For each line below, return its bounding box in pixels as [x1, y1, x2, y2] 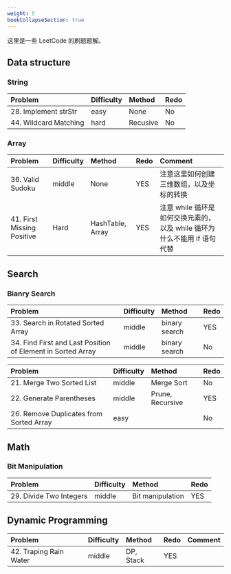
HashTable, [90, 218, 127, 228]
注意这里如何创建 [159, 170, 215, 179]
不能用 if [173, 234, 201, 243]
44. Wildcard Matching [10, 118, 85, 127]
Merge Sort [151, 378, 188, 388]
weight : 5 [7, 10, 36, 17]
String [7, 77, 29, 87]
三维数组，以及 [159, 180, 208, 189]
